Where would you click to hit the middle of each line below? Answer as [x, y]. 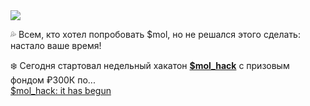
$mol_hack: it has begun [61, 90]
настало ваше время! [56, 45]
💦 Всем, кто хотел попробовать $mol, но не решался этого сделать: [155, 34]
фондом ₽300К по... [53, 80]
